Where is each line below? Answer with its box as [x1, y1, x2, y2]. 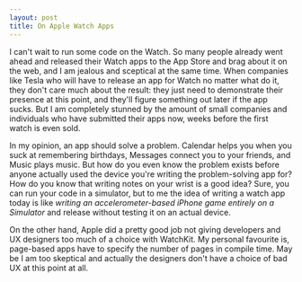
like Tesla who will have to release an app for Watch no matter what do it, [9, 75, 280, 85]
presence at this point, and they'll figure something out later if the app [9, 93, 268, 104]
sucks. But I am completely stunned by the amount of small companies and [9, 103, 288, 114]
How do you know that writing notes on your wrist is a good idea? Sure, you [9, 178, 289, 189]
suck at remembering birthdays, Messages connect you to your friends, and [9, 149, 291, 160]
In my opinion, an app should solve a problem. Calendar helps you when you [9, 140, 292, 151]
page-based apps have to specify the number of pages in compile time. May [9, 243, 293, 254]
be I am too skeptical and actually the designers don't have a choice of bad [9, 252, 288, 263]
